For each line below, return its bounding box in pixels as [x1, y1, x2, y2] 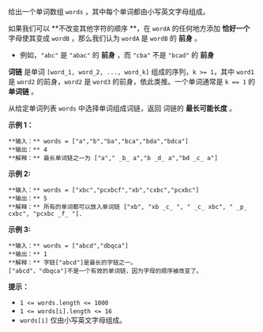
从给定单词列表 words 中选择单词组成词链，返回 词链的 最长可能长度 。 [8, 103, 237, 113]
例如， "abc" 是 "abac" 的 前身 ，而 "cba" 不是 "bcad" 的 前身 [19, 50, 215, 59]
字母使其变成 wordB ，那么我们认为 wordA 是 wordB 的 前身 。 [8, 34, 201, 43]
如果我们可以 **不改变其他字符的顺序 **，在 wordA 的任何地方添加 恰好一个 [8, 24, 250, 33]
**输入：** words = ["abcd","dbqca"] [8, 242, 129, 250]
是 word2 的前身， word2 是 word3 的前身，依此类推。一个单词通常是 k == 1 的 [8, 77, 255, 86]
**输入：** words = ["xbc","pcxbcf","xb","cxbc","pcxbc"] [8, 186, 200, 194]
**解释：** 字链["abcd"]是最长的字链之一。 [8, 259, 137, 267]
